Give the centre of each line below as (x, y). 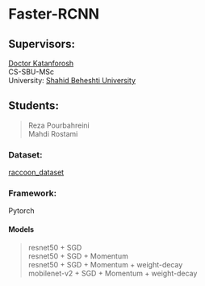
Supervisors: (42, 44)
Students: (33, 106)
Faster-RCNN (54, 14)
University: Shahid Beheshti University (72, 80)
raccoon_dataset (36, 172)
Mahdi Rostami (53, 133)
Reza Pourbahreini (59, 125)
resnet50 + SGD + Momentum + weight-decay (105, 264)
